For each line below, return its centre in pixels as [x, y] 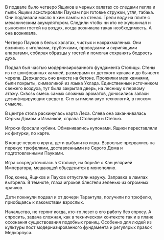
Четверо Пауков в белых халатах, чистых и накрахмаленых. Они [73, 43]
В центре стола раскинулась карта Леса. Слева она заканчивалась [76, 113]
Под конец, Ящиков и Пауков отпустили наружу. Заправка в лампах [76, 177]
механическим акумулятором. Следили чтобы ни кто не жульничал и [78, 22]
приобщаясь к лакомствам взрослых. [45, 202]
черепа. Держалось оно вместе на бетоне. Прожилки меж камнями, [77, 78]
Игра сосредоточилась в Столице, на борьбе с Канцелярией [69, 163]
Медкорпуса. [19, 232]
